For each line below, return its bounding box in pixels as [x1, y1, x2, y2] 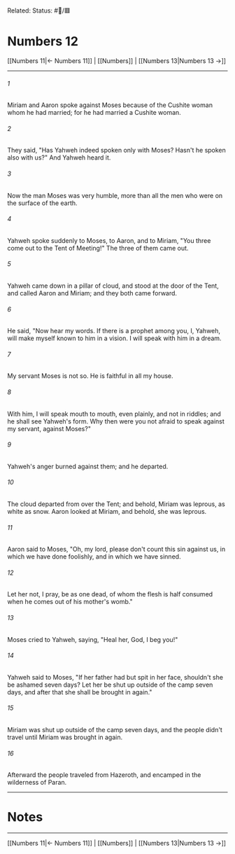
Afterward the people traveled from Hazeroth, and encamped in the [7, 771, 201, 779]
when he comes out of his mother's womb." [7, 598, 133, 606]
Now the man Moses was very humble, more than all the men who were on [7, 191, 223, 199]
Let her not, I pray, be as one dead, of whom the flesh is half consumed [7, 590, 213, 598]
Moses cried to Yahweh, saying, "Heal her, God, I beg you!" [7, 635, 178, 643]
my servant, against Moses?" [7, 424, 91, 433]
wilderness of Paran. [7, 778, 67, 787]
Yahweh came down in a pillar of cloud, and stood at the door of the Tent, [7, 281, 219, 290]
